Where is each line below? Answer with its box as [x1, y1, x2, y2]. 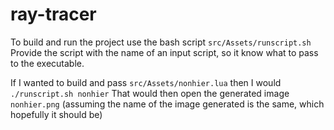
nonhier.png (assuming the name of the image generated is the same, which [10, 98, 325, 110]
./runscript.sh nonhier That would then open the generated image [10, 87, 290, 99]
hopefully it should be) [10, 108, 103, 120]
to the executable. [10, 57, 85, 69]
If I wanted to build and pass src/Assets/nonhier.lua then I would [10, 76, 282, 88]
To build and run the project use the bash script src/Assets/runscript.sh [10, 36, 312, 48]
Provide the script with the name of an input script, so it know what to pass [10, 46, 319, 58]
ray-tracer [10, 3, 97, 26]
